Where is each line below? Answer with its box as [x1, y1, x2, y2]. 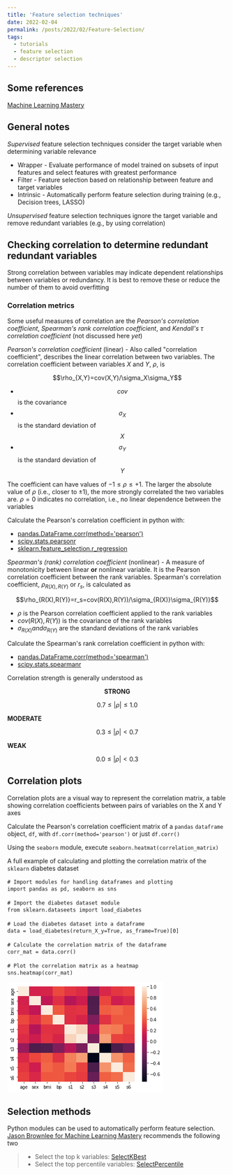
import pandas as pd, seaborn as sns [7, 885, 117, 893]
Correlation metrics [7, 301, 75, 310]
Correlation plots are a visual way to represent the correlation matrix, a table [7, 793, 226, 802]
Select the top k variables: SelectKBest [34, 1153, 146, 1161]
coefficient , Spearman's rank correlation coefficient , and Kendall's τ [7, 324, 204, 332]
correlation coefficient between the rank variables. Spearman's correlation [7, 573, 222, 582]
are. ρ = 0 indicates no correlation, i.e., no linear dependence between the [7, 495, 221, 503]
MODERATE [7, 714, 42, 723]
